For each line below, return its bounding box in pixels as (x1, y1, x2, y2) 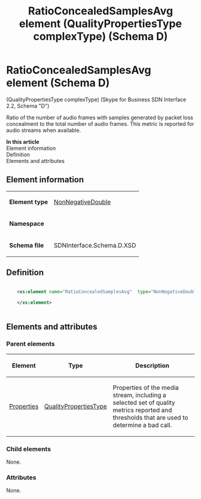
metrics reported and (112, 406, 172, 414)
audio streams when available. (6, 126, 81, 134)
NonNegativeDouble (53, 198, 111, 206)
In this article (6, 138, 40, 145)
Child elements (6, 444, 51, 453)
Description (135, 361, 169, 370)
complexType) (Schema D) (33, 30, 168, 43)
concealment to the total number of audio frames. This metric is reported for (6, 120, 194, 127)
